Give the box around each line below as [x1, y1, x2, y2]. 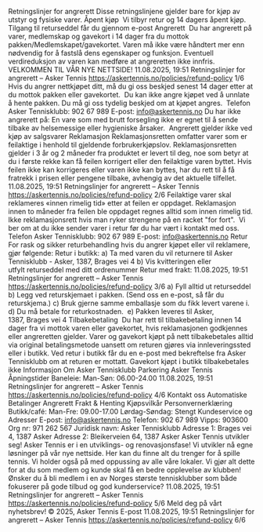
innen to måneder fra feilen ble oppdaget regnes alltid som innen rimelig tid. [8, 207, 253, 216]
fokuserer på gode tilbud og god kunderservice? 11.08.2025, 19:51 [8, 482, 221, 491]
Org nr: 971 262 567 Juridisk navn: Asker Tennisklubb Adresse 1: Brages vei [8, 424, 252, 432]
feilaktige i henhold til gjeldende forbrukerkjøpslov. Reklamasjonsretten [8, 140, 237, 149]
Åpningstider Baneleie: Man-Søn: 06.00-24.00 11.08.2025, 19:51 [8, 373, 214, 383]
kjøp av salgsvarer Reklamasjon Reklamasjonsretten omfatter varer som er [8, 132, 248, 140]
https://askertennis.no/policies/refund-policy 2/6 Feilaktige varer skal [8, 190, 232, 199]
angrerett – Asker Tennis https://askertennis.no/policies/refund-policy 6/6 [8, 516, 247, 524]
